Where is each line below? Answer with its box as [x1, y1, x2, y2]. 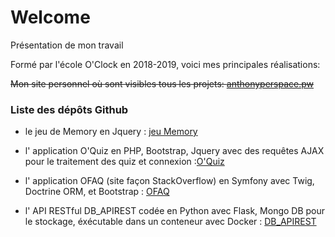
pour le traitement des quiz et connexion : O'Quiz [24, 156, 225, 168]
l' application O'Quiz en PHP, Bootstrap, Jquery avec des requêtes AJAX [24, 145, 325, 157]
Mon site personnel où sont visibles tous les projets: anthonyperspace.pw [10, 77, 315, 90]
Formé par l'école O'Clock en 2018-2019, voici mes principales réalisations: [10, 58, 321, 70]
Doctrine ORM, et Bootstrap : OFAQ [24, 186, 170, 198]
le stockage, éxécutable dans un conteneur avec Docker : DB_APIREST [24, 216, 317, 228]
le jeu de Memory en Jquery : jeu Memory [24, 126, 198, 138]
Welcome [10, 6, 91, 29]
